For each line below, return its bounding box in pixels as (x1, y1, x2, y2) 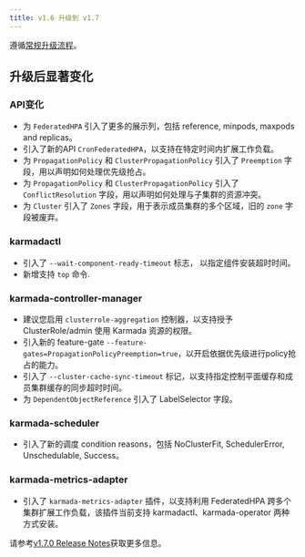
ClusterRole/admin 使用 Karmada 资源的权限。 (22, 325, 198, 335)
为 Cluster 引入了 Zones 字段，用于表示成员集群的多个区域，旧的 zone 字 (22, 201, 293, 211)
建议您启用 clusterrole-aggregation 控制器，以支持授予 (22, 314, 234, 325)
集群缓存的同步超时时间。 (30, 382, 127, 393)
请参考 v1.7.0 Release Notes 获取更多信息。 (9, 537, 167, 548)
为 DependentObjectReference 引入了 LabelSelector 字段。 (22, 393, 239, 404)
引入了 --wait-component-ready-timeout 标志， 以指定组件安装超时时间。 (22, 257, 296, 268)
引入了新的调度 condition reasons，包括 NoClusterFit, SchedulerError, (22, 438, 285, 449)
